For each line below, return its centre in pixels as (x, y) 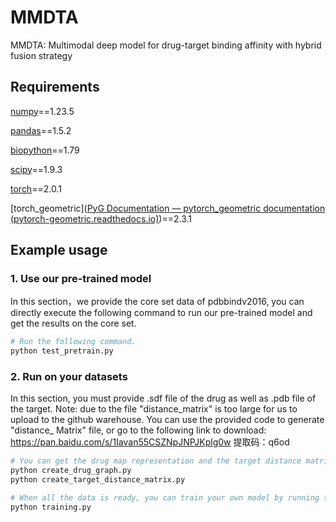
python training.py (51, 507)
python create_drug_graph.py (71, 471)
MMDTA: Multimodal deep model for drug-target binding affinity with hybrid (166, 45)
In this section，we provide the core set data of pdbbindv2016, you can (157, 302)
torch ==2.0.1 (36, 188)
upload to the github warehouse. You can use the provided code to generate (167, 420)
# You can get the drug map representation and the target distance (156, 461)
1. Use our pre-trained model (81, 279)
